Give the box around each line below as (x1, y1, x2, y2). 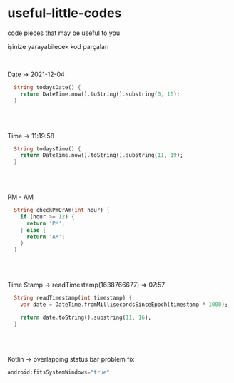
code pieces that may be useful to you (7, 29, 120, 37)
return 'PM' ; (26, 220, 66, 227)
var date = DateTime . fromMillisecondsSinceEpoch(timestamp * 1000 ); (20, 301, 228, 308)
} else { (20, 226, 46, 233)
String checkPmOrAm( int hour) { (14, 207, 111, 214)
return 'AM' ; (26, 233, 66, 240)
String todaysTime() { (14, 145, 81, 153)
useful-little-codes (7, 5, 122, 21)
